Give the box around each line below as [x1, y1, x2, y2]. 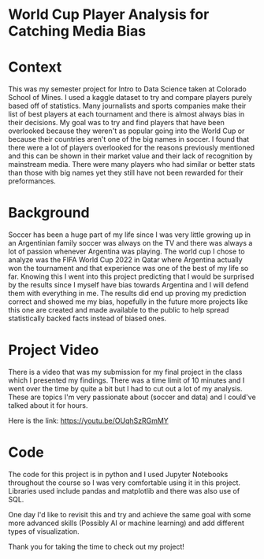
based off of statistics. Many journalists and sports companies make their [8, 101, 247, 111]
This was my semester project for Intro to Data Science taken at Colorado [8, 84, 247, 94]
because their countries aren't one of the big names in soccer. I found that [8, 135, 250, 144]
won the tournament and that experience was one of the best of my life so [8, 264, 249, 273]
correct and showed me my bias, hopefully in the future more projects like [8, 297, 248, 306]
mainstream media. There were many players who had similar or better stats [8, 160, 255, 169]
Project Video [8, 341, 99, 359]
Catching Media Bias [8, 22, 147, 40]
